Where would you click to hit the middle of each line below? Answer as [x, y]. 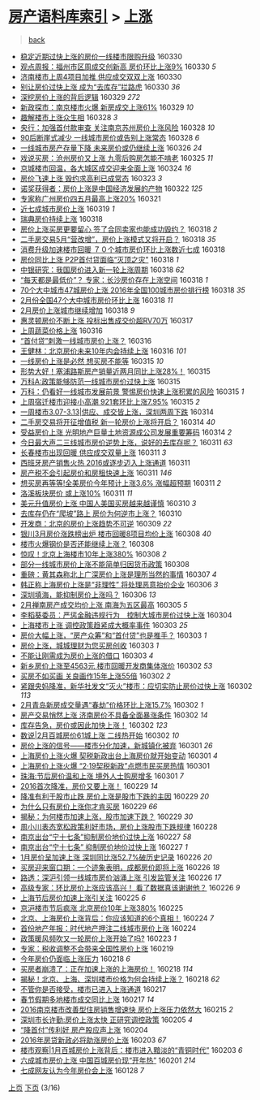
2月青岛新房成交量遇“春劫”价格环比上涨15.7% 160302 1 [112, 704]
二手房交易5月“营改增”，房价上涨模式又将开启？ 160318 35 [118, 239]
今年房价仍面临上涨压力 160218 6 [75, 959]
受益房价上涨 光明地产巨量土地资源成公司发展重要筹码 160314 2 [126, 432]
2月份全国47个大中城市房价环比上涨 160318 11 [96, 300]
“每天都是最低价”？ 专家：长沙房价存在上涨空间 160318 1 [114, 279]
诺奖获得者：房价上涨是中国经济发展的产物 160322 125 [111, 188]
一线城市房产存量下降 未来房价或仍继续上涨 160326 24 [111, 148]
